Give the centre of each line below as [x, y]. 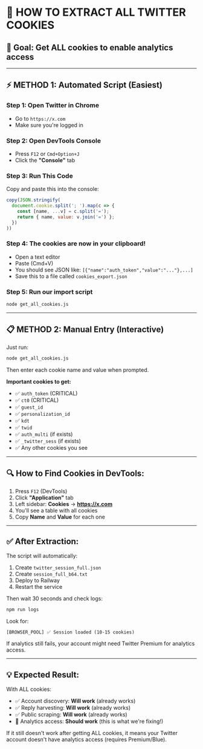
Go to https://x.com [40, 118]
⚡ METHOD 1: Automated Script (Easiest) [85, 85]
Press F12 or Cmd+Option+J [47, 154]
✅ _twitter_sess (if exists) [48, 441]
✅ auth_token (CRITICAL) [46, 393]
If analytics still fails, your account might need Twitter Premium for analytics [101, 644]
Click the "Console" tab [45, 160]
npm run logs [23, 610]
